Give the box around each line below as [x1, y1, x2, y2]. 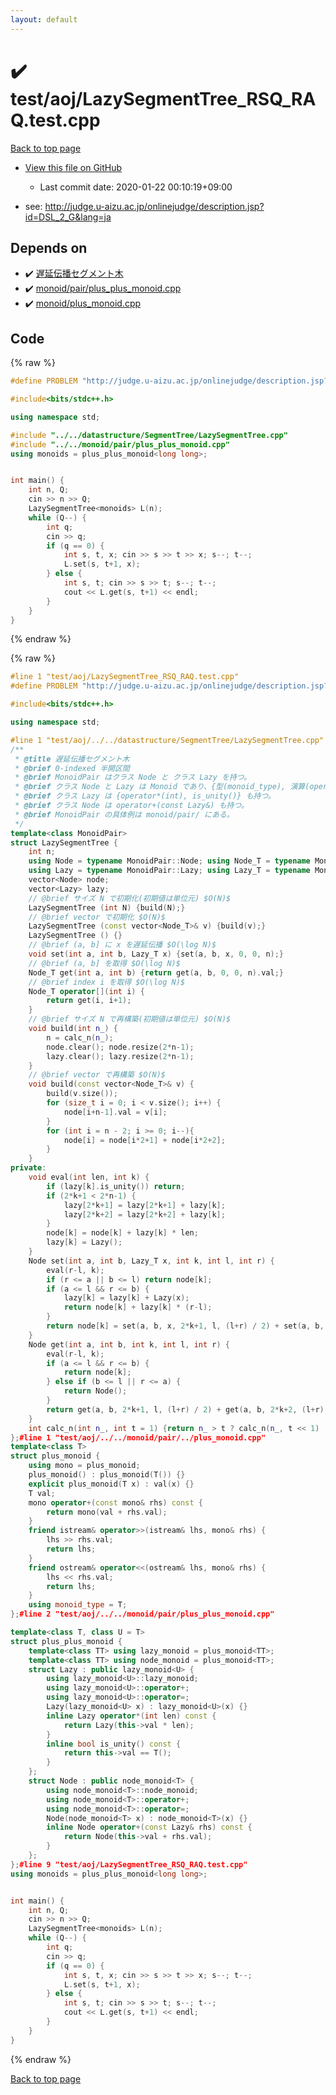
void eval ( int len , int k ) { [28, 1172, 150, 1183]
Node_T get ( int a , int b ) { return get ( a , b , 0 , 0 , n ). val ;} [28, 967, 284, 978]
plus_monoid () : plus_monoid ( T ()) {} [28, 1470, 186, 1480]
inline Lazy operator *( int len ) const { [46, 1711, 217, 1721]
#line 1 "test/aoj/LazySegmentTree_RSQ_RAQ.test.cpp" [10, 672, 240, 682]
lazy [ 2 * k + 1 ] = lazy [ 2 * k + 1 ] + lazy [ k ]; [63, 1200, 226, 1210]
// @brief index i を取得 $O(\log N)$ [28, 977, 186, 987]
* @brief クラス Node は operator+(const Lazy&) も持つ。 [14, 801, 249, 811]
